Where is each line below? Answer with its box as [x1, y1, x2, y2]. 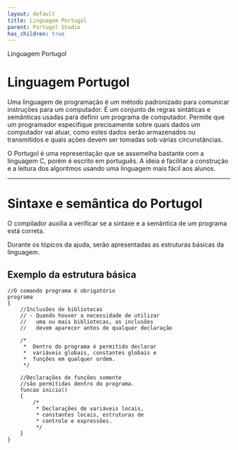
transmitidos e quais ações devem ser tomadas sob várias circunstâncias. [7, 135, 223, 144]
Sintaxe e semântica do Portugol [7, 196, 203, 212]
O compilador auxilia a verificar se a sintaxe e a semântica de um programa [7, 219, 227, 227]
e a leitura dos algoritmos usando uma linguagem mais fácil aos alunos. [7, 164, 216, 173]
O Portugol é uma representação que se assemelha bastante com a [7, 150, 204, 158]
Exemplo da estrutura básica [7, 269, 137, 281]
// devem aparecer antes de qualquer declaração [20, 324, 173, 332]
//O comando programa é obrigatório [7, 287, 115, 294]
